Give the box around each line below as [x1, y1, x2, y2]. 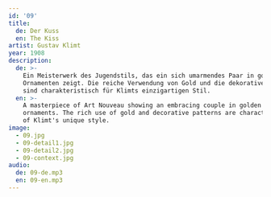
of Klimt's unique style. [23, 117, 110, 125]
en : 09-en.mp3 [15, 176, 63, 185]
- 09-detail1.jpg [15, 138, 74, 147]
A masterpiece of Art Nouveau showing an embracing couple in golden [23, 101, 262, 109]
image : [8, 124, 31, 132]
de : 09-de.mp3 [15, 169, 63, 177]
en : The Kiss [15, 34, 60, 43]
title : [8, 19, 31, 27]
